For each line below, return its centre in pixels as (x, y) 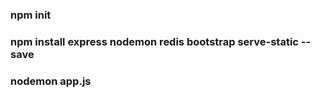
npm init (31, 15)
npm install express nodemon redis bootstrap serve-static (154, 41)
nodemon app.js (51, 81)
